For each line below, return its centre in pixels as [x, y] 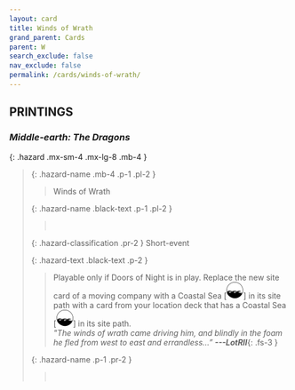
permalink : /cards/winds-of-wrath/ [75, 76]
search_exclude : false [51, 56]
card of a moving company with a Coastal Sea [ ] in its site [167, 295]
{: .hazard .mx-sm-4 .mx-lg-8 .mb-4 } [78, 156]
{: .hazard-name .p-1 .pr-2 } [81, 359]
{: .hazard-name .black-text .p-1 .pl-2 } [102, 208]
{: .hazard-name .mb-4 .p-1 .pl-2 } [93, 174]
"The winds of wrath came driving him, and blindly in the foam [167, 332]
